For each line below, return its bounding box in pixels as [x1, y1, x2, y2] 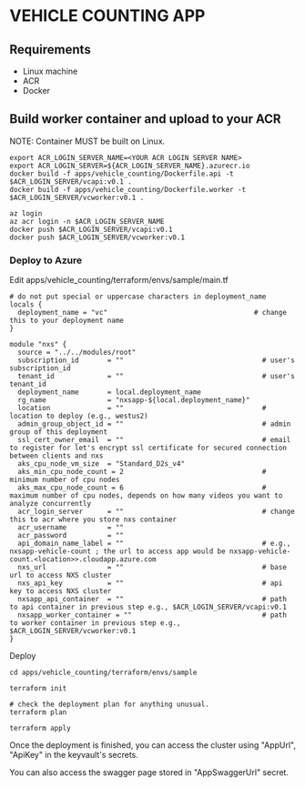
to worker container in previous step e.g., [9, 619, 181, 628]
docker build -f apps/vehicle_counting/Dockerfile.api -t [9, 169, 234, 178]
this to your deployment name [9, 316, 125, 326]
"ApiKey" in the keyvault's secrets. [9, 750, 139, 761]
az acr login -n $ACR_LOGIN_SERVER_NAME [9, 217, 166, 226]
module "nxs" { [9, 340, 67, 349]
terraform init [9, 684, 67, 693]
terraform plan [9, 708, 67, 717]
